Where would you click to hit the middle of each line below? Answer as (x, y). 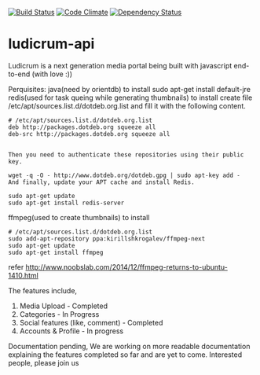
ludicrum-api (51, 44)
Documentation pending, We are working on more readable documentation (129, 346)
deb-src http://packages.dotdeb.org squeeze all (89, 134)
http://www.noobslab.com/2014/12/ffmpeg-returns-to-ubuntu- (126, 267)
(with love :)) (52, 74)
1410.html (24, 275)
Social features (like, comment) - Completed (91, 322)
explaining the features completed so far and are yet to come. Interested (125, 355)
